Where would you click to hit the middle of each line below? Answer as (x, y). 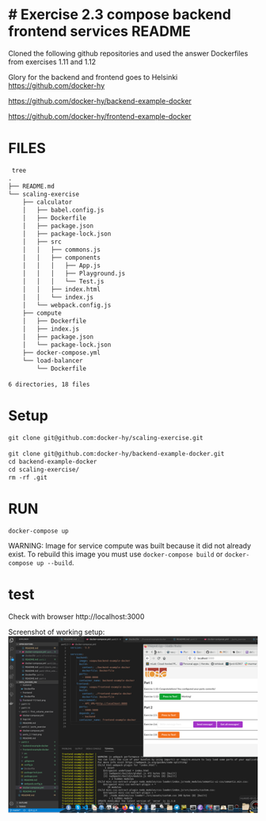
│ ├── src (42, 242)
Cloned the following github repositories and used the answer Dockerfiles (128, 53)
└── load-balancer (53, 361)
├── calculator (47, 202)
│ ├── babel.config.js (63, 210)
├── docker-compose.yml (62, 353)
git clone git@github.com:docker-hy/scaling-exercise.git (106, 437)
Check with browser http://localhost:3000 (76, 617)
